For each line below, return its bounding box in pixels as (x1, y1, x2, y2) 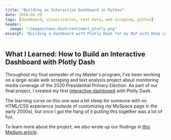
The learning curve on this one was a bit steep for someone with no (5, 97, 147, 103)
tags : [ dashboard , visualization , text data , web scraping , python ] (5, 17, 154, 22)
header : (5, 21, 22, 27)
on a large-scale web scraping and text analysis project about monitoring (5, 77, 159, 83)
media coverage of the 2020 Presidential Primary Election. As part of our (5, 82, 158, 88)
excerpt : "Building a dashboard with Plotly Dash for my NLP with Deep (5, 31, 160, 36)
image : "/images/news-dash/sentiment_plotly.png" (10, 26, 117, 32)
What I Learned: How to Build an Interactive (5, 50, 146, 59)
